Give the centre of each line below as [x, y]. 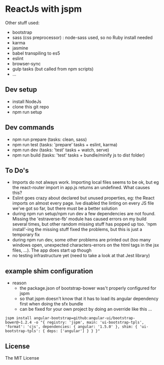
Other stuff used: [22, 23]
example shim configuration [49, 271]
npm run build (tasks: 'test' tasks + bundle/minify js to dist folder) [79, 155]
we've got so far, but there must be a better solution [65, 208]
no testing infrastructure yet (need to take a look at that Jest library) [81, 256]
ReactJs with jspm [44, 9]
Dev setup [21, 90]
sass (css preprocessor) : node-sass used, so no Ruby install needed [82, 37]
